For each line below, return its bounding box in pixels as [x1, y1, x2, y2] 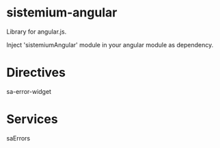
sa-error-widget [6, 87, 52, 95]
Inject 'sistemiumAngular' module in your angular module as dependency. [6, 40, 214, 49]
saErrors [6, 134, 31, 142]
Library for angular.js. [6, 27, 67, 36]
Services [6, 112, 59, 127]
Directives [6, 65, 66, 80]
